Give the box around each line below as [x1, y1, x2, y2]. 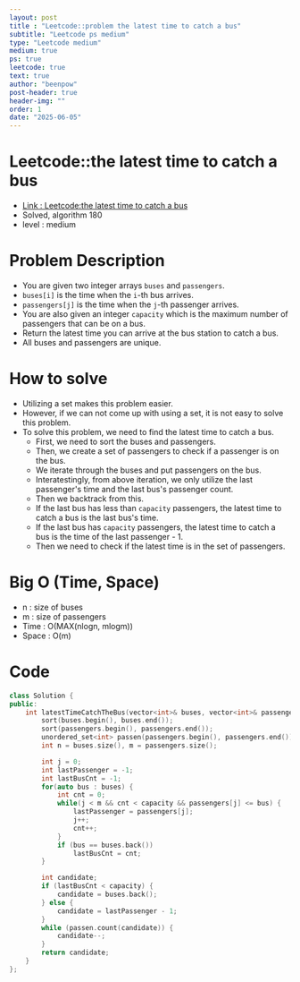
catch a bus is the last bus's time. [35, 512, 159, 523]
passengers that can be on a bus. [21, 319, 146, 329]
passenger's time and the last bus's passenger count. [35, 483, 234, 494]
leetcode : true [9, 64, 66, 73]
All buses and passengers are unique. [21, 337, 162, 347]
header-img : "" [9, 96, 66, 106]
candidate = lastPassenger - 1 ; [56, 906, 178, 916]
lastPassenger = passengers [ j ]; [72, 807, 194, 816]
